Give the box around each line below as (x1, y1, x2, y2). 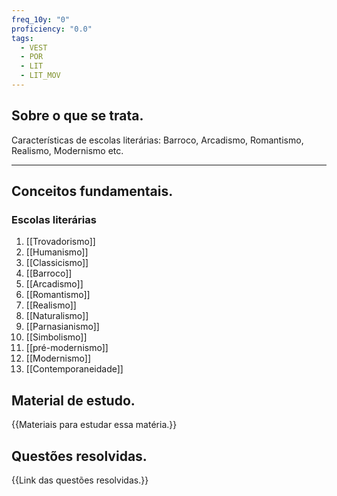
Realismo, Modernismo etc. (11, 144, 124, 156)
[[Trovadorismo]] (25, 236, 96, 248)
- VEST (20, 42, 48, 53)
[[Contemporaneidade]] (25, 363, 124, 375)
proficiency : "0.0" (11, 24, 93, 34)
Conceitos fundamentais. (11, 183, 174, 200)
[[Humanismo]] (25, 246, 89, 258)
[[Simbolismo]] (25, 331, 88, 343)
